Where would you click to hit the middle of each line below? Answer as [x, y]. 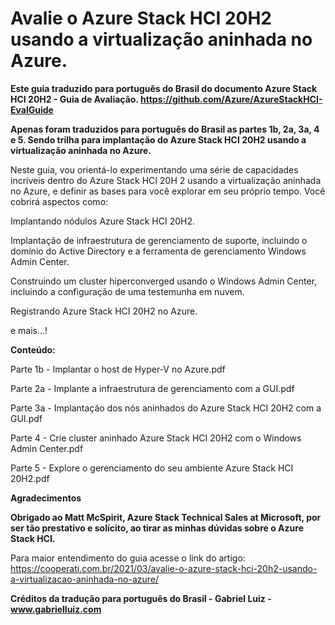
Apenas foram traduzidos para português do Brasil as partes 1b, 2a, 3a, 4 [165, 129]
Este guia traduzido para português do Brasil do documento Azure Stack [164, 88]
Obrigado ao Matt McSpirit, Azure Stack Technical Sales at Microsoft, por [166, 517]
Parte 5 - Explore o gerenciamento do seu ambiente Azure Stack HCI [152, 468]
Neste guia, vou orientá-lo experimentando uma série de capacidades [154, 169]
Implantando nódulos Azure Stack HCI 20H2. [103, 221]
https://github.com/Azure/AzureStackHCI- [231, 99]
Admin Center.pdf [47, 448]
